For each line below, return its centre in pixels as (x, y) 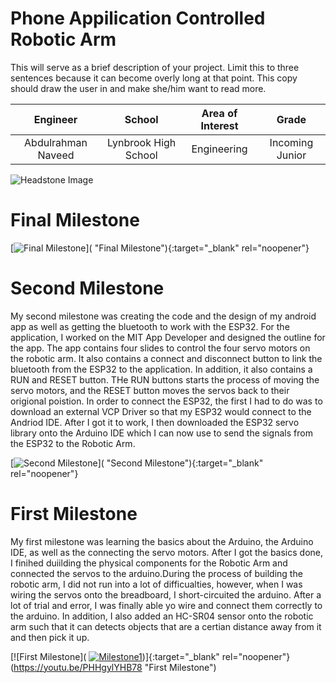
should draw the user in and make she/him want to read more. (138, 88)
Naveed (56, 155)
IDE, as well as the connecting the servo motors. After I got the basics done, (167, 552)
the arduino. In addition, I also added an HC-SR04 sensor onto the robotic (162, 616)
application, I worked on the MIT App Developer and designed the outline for (168, 337)
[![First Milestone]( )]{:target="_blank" (115, 656)
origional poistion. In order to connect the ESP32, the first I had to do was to (166, 401)
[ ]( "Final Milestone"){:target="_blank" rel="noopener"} (160, 248)
